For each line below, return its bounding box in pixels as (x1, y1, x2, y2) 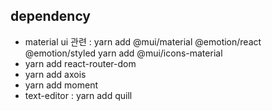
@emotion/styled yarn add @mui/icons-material (24, 47, 223, 59)
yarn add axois (24, 68, 87, 80)
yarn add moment (24, 79, 99, 91)
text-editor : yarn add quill (24, 89, 133, 101)
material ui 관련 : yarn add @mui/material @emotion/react (24, 35, 262, 48)
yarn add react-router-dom (24, 57, 137, 69)
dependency (10, 8, 92, 25)
